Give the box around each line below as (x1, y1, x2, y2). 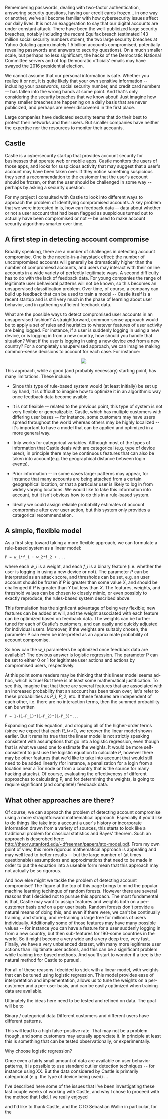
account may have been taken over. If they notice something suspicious (5, 168, 153, 174)
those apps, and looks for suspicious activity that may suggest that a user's (5, 163, 161, 169)
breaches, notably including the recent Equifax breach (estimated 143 (5, 31, 148, 37)
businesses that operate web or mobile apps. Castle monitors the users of (5, 158, 157, 164)
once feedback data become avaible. (12, 393, 89, 400)
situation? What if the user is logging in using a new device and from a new (5, 338, 160, 344)
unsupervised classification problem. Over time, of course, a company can (5, 285, 159, 292)
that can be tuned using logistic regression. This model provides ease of (5, 972, 154, 978)
